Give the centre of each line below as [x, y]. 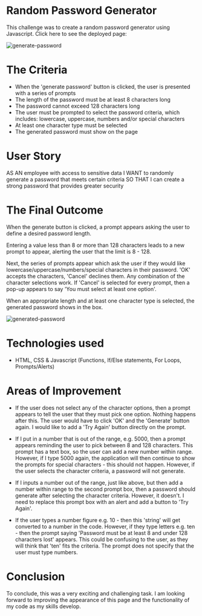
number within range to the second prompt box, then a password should [105, 489]
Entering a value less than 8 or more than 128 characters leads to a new [96, 245]
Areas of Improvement [64, 391]
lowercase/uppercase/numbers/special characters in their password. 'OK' [98, 269]
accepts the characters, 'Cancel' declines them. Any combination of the [96, 276]
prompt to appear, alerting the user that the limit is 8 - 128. [79, 251]
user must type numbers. [46, 552]
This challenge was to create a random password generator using [88, 27]
